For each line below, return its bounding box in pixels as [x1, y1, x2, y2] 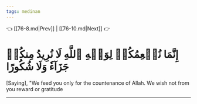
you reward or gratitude [6, 85, 63, 92]
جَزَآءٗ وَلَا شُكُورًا [6, 60, 69, 73]
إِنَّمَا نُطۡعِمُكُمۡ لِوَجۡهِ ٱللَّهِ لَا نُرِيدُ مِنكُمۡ [6, 47, 179, 61]
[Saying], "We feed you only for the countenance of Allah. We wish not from [6, 79, 189, 86]
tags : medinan [6, 8, 41, 15]
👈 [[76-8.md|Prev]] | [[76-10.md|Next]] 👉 [6, 25, 110, 32]
